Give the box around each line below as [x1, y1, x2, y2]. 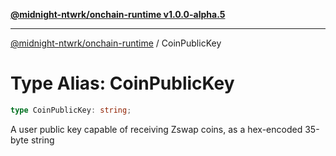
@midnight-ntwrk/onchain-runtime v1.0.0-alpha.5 [10, 9, 226, 20]
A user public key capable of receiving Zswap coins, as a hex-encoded [10, 123, 303, 135]
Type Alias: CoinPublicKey [10, 72, 235, 95]
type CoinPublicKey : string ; [10, 105, 132, 115]
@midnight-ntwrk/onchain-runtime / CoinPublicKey [10, 37, 222, 49]
